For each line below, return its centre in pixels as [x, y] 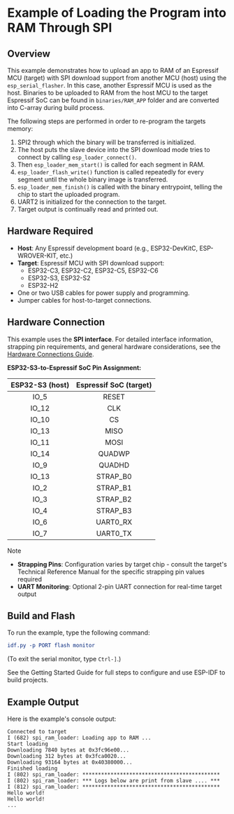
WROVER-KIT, [38, 255]
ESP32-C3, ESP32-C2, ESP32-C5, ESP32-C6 [93, 270]
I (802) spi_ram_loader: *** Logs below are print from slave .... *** [114, 781]
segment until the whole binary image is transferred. [93, 179]
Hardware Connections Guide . [51, 354]
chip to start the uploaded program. [68, 194]
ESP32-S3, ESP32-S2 [59, 277]
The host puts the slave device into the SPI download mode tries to [114, 150]
